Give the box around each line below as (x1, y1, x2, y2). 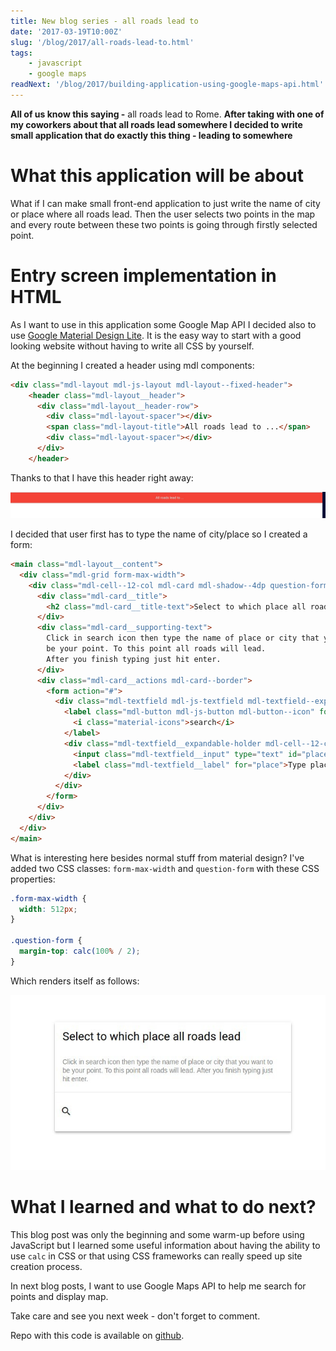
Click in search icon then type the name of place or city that (46, 633, 320, 644)
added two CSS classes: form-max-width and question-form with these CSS (10, 862, 320, 874)
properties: (10, 873, 56, 885)
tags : (10, 48, 33, 58)
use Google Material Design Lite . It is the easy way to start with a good (10, 329, 302, 341)
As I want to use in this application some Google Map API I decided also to (10, 318, 317, 330)
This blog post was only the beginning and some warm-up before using (10, 1228, 305, 1240)
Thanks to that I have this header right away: (10, 471, 194, 484)
